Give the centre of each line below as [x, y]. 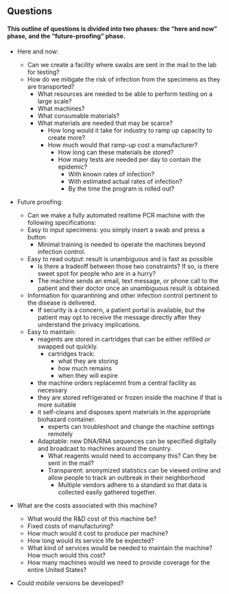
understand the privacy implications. [89, 324]
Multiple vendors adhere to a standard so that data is [133, 485]
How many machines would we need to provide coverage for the [119, 562]
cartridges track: [71, 353]
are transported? [51, 86]
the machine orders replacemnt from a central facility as [117, 383]
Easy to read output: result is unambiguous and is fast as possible [120, 259]
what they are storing [88, 361]
